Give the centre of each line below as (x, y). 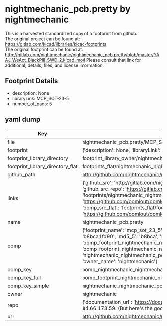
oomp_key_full (24, 277)
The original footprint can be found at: (44, 49)
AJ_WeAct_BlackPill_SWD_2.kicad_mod (45, 60)
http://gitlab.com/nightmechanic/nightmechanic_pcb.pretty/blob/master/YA (82, 55)
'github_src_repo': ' (104, 189)
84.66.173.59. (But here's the (117, 308)
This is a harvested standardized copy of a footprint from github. (71, 33)
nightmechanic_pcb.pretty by (68, 9)
